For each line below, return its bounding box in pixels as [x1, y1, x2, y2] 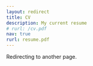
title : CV [6, 14, 31, 20]
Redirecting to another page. [6, 53, 77, 60]
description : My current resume [6, 20, 87, 26]
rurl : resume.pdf [6, 37, 50, 43]
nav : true [6, 31, 31, 37]
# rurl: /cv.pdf [6, 25, 47, 32]
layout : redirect [6, 8, 50, 15]
